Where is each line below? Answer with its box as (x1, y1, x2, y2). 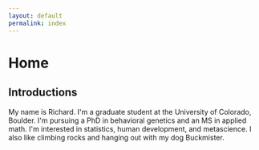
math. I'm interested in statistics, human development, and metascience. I (8, 124, 252, 133)
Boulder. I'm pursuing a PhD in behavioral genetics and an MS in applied (8, 116, 247, 125)
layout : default (8, 11, 63, 20)
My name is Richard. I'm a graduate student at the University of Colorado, (8, 107, 252, 116)
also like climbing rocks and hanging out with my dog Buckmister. (8, 132, 225, 142)
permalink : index (8, 19, 67, 27)
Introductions (8, 86, 78, 99)
